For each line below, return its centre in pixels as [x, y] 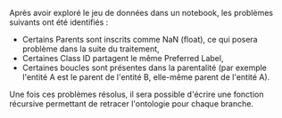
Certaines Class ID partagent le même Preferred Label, [123, 58]
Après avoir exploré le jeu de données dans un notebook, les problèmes [141, 13]
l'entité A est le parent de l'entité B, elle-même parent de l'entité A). [146, 77]
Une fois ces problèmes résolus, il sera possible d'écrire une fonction [137, 94]
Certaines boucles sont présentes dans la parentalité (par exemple [145, 67]
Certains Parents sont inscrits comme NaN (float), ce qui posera [140, 39]
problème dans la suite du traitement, [91, 49]
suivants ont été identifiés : [59, 22]
